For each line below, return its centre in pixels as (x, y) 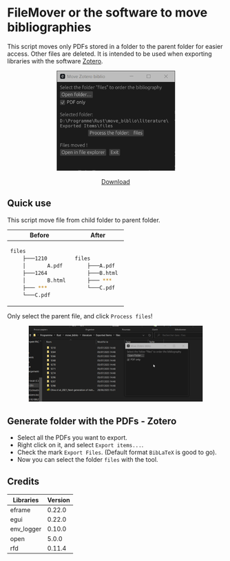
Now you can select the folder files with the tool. (87, 460)
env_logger (26, 529)
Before (40, 235)
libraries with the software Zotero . (55, 61)
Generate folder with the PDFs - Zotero (92, 421)
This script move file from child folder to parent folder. (84, 220)
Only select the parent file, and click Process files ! (80, 316)
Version (59, 500)
